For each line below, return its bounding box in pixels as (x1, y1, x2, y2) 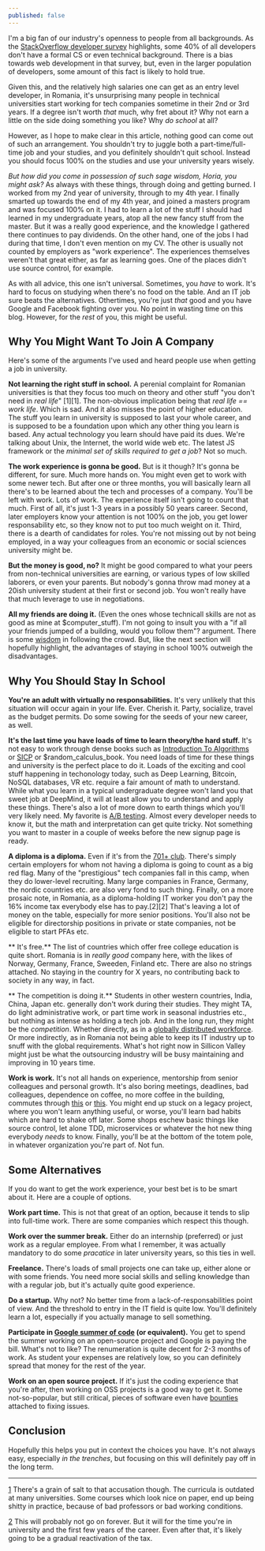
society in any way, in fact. (8, 975, 95, 986)
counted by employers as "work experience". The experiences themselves (8, 246, 250, 256)
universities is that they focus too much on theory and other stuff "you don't (8, 388, 255, 397)
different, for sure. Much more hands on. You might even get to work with (8, 470, 247, 479)
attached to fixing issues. (8, 1401, 91, 1411)
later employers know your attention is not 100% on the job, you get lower (8, 512, 248, 521)
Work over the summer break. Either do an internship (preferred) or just (8, 1232, 244, 1241)
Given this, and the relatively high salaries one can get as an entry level (8, 82, 239, 91)
